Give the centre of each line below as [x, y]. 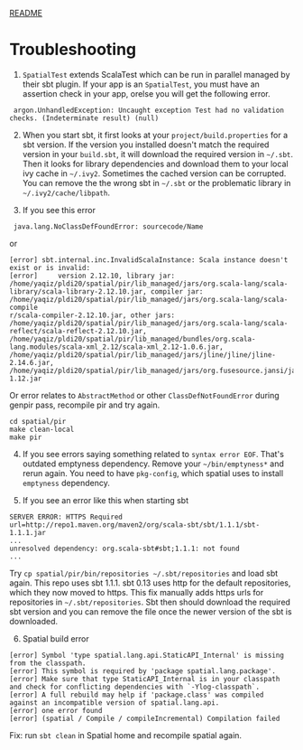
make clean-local [42, 429]
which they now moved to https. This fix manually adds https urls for [137, 592]
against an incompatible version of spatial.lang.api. [115, 703]
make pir [26, 437]
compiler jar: [177, 291]
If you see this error [59, 210]
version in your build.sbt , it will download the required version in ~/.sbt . [158, 154]
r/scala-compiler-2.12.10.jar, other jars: [92, 315]
